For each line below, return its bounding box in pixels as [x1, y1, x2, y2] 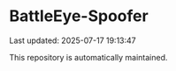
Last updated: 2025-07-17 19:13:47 [9, 35, 136, 46]
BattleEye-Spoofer [9, 6, 149, 26]
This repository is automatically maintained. [9, 52, 168, 62]
